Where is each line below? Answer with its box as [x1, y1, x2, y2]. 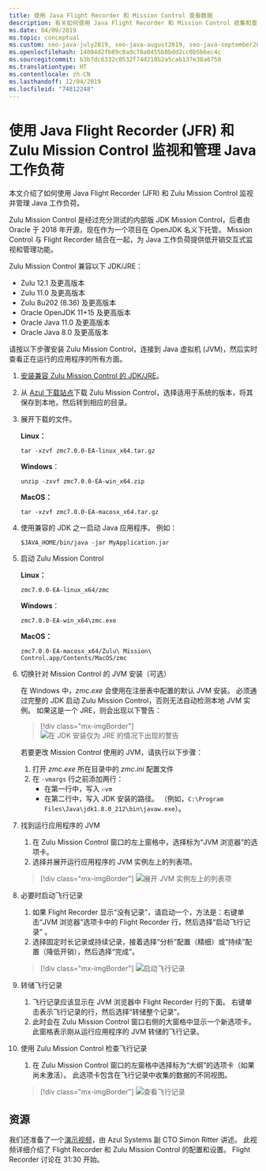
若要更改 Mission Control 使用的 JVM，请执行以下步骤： [20, 748, 204, 757]
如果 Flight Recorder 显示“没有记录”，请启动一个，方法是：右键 [32, 907, 238, 917]
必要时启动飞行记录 [20, 891, 84, 900]
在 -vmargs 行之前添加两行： [32, 775, 124, 784]
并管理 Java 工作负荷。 [9, 198, 84, 208]
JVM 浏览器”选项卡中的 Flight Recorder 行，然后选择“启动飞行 [42, 918, 244, 927]
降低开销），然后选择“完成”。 [46, 947, 139, 956]
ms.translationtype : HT [9, 63, 88, 71]
